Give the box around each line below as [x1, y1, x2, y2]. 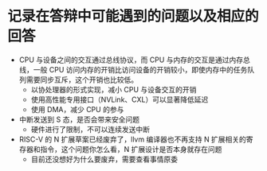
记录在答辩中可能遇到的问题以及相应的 [7, 7, 260, 25]
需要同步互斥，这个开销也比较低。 [26, 75, 139, 84]
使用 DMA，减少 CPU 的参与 [30, 104, 124, 114]
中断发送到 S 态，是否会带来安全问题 [18, 115, 140, 124]
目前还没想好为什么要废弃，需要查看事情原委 [30, 154, 179, 164]
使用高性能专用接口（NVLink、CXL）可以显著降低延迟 [30, 95, 209, 104]
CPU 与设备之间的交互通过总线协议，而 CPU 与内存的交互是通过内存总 [18, 55, 250, 64]
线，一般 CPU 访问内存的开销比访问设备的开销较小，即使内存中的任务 [18, 64, 248, 74]
